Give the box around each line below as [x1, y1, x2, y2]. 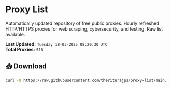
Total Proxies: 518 [5, 46, 43, 52]
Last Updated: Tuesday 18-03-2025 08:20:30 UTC [5, 41, 108, 47]
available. [5, 31, 25, 37]
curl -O [5, 78, 22, 83]
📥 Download [5, 62, 47, 71]
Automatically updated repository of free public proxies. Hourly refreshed [5, 20, 159, 26]
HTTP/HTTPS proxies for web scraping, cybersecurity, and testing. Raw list [5, 25, 163, 32]
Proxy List [5, 4, 48, 15]
